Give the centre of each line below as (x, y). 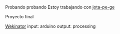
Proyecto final (19, 17)
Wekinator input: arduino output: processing (50, 26)
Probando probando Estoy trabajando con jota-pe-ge (60, 7)
